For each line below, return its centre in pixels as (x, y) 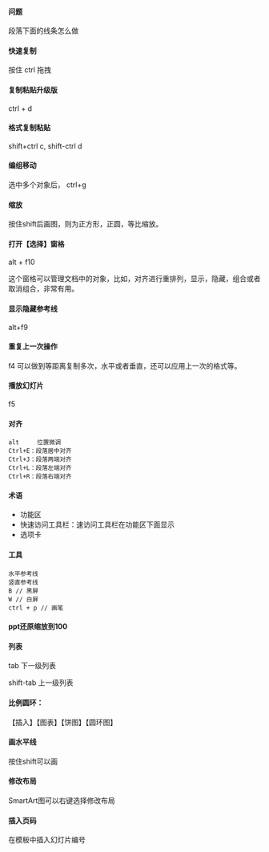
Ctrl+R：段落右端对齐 (40, 477)
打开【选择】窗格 (36, 243)
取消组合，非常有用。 (43, 289)
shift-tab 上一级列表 (41, 683)
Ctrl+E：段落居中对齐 (40, 451)
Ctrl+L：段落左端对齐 (40, 468)
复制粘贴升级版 (33, 90)
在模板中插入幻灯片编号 (47, 840)
